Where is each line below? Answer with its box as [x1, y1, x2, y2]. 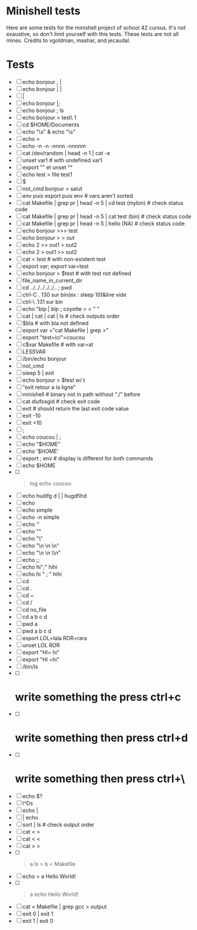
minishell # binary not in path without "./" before [22, 391, 140, 398]
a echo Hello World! [29, 890, 79, 898]
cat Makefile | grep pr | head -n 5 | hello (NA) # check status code [22, 220, 185, 227]
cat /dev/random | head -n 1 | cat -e [22, 149, 110, 156]
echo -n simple [22, 514, 60, 521]
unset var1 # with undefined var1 [22, 156, 103, 164]
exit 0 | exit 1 [22, 910, 54, 917]
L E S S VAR [22, 348, 46, 355]
